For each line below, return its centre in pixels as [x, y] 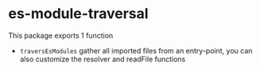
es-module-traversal [78, 14]
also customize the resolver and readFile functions [103, 59]
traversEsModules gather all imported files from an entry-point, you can [136, 50]
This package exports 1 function [61, 35]
